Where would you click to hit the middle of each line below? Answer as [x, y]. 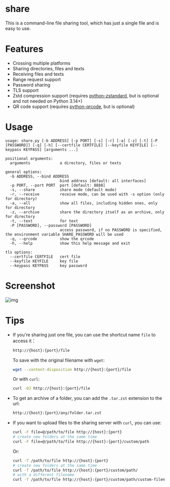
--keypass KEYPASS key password [48, 266]
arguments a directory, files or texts [66, 163]
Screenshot [30, 286]
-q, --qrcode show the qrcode [52, 239]
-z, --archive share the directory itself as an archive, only [87, 212]
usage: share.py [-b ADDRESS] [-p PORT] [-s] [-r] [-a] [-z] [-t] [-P [81, 141]
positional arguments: [29, 159]
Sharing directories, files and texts [48, 68]
